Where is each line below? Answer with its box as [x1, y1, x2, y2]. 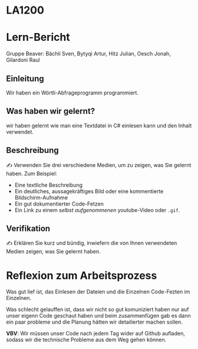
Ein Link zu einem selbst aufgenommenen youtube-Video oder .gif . [14, 206, 180, 213]
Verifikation [6, 223, 51, 233]
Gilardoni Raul [6, 57, 40, 64]
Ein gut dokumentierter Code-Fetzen [14, 200, 104, 207]
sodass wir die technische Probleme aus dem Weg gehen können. [6, 336, 167, 343]
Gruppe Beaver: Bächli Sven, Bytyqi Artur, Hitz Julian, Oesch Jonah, [6, 50, 171, 57]
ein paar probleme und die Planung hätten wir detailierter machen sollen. [6, 318, 183, 325]
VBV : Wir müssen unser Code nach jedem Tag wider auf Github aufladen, [6, 330, 186, 337]
